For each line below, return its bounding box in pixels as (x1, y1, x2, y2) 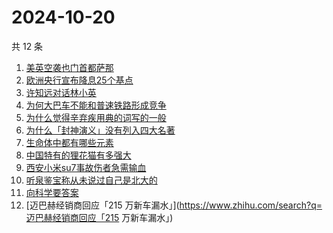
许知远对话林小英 (25, 86, 97, 98)
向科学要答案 (25, 186, 79, 198)
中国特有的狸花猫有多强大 (25, 149, 132, 161)
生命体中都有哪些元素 (25, 136, 114, 148)
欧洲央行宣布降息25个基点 (25, 74, 134, 86)
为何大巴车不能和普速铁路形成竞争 (25, 99, 167, 111)
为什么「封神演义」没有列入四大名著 (25, 124, 176, 136)
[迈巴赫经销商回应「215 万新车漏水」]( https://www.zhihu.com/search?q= (25, 199, 323, 211)
